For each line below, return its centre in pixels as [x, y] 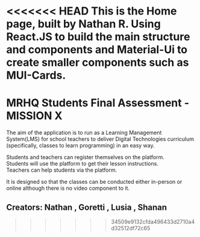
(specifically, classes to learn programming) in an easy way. [80, 146]
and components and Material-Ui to [97, 50]
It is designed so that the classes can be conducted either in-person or [94, 182]
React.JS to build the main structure [98, 37]
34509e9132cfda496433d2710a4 [153, 221]
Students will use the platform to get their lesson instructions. [82, 164]
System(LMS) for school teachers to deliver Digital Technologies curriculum [100, 139]
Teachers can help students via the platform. [62, 170]
